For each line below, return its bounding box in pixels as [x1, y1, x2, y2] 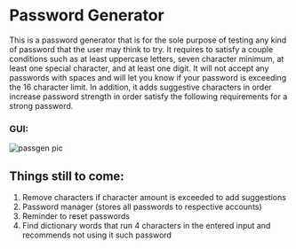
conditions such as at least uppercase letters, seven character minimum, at [9, 53, 284, 64]
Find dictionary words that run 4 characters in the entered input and [21, 221, 271, 231]
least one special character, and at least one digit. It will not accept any [9, 63, 269, 74]
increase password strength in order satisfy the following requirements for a [9, 90, 288, 102]
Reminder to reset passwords [21, 211, 131, 222]
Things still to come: [9, 168, 124, 183]
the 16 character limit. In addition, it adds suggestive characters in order [9, 82, 273, 92]
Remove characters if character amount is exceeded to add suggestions [21, 192, 287, 203]
